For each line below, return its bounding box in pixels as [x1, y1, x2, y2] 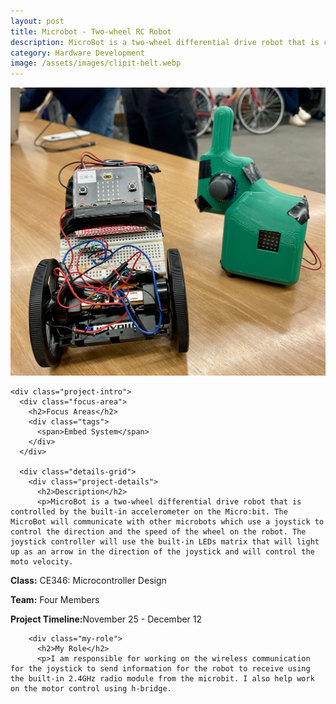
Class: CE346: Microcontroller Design [10, 575, 167, 587]
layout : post [10, 16, 65, 26]
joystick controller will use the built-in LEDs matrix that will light [10, 537, 320, 547]
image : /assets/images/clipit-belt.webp [10, 58, 182, 69]
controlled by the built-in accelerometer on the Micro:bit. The [10, 507, 288, 517]
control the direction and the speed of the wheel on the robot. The [10, 527, 307, 537]
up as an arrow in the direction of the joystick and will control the [10, 547, 315, 557]
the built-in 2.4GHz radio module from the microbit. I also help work [10, 674, 315, 684]
